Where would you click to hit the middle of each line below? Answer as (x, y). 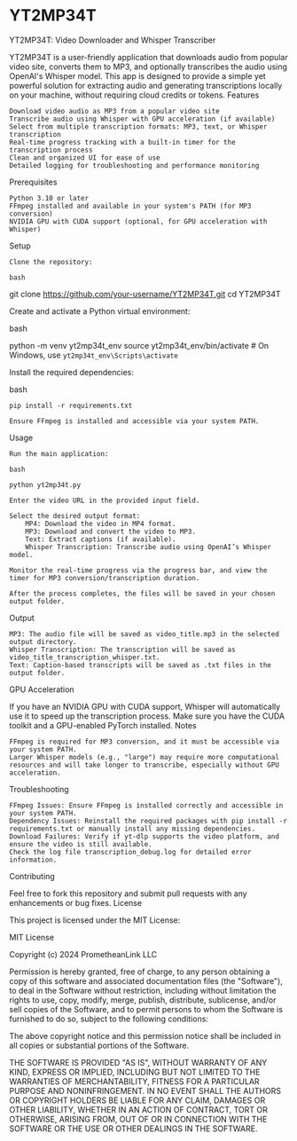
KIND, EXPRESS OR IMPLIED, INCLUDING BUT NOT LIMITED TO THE (135, 1072)
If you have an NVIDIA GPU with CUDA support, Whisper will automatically (145, 706)
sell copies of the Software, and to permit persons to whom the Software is (146, 1009)
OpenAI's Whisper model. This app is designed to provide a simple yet (137, 75)
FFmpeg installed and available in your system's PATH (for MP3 (130, 206)
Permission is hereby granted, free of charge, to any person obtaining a (140, 972)
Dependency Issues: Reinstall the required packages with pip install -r (148, 821)
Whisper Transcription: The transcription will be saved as (123, 649)
